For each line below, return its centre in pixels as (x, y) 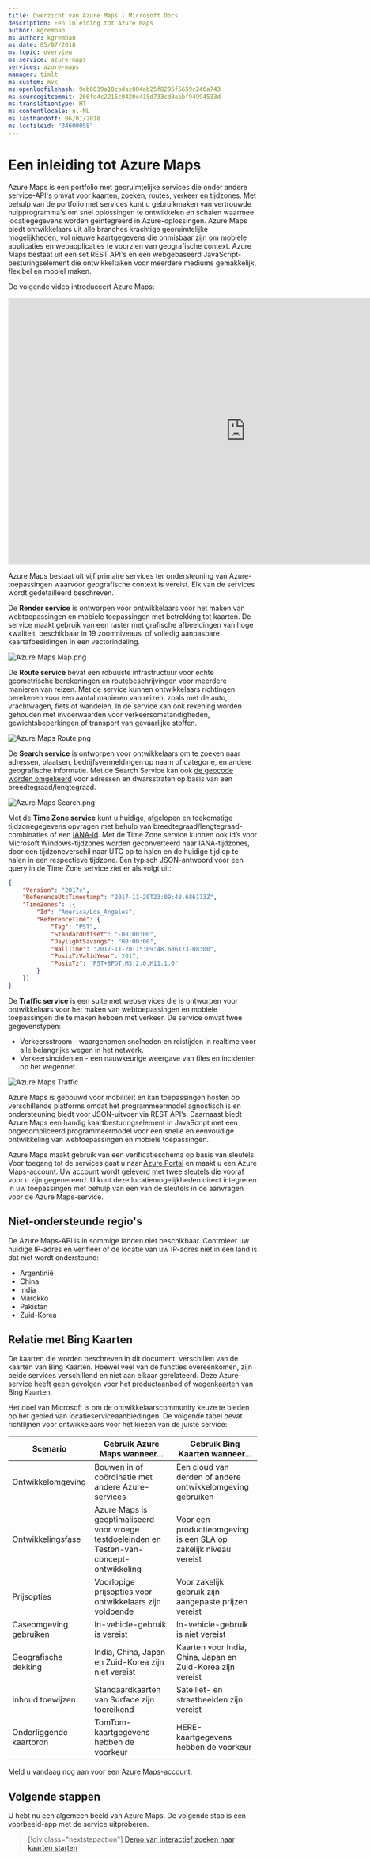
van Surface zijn (125, 1700)
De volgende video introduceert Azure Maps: (81, 287)
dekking (27, 1667)
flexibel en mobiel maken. (50, 271)
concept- (112, 1559)
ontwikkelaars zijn (128, 1602)
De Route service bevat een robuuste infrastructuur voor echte (111, 672)
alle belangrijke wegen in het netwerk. (81, 1050)
